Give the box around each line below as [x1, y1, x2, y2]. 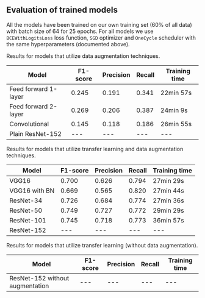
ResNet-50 [9, 206, 43, 215]
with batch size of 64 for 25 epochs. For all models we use [6, 27, 154, 35]
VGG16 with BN [9, 186, 55, 194]
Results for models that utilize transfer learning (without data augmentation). [6, 241, 198, 249]
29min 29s [153, 206, 184, 215]
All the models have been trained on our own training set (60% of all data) [6, 21, 192, 28]
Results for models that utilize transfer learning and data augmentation [6, 145, 184, 152]
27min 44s [153, 186, 184, 194]
